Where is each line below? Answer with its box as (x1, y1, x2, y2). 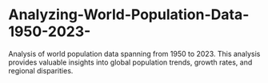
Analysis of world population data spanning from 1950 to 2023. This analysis (8, 49, 261, 58)
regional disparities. (8, 65, 74, 75)
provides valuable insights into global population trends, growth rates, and (8, 57, 253, 67)
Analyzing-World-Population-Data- (8, 6, 250, 24)
